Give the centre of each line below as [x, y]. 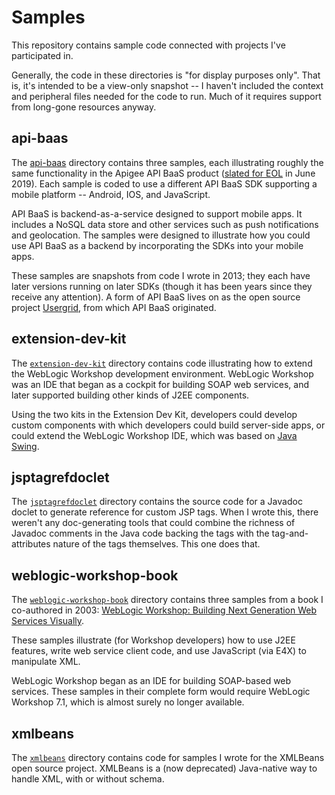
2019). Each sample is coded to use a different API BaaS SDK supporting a [164, 183]
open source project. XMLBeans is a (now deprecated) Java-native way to [164, 768]
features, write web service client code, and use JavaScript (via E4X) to [159, 651]
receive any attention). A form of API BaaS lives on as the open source [156, 297]
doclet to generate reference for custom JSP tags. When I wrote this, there [165, 512]
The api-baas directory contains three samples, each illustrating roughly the [167, 162]
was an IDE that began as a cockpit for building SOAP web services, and [160, 384]
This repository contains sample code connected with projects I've [148, 45]
